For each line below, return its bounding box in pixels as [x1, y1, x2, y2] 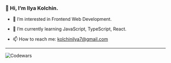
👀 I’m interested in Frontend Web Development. [12, 16, 112, 22]
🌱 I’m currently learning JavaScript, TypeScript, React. [12, 26, 127, 32]
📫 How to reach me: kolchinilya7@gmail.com [12, 36, 108, 42]
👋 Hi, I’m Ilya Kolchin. [5, 5, 59, 12]
